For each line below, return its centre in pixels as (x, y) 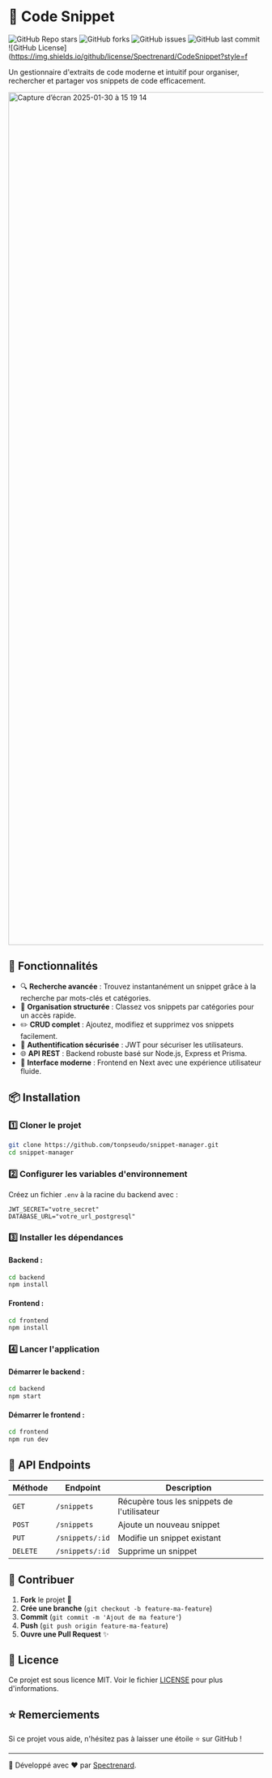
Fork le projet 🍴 (46, 1599)
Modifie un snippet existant (169, 1538)
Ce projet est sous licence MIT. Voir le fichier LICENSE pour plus (116, 1680)
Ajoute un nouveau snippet (169, 1525)
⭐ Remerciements (54, 1714)
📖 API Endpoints (50, 1465)
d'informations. (34, 1688)
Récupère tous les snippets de (175, 1501)
